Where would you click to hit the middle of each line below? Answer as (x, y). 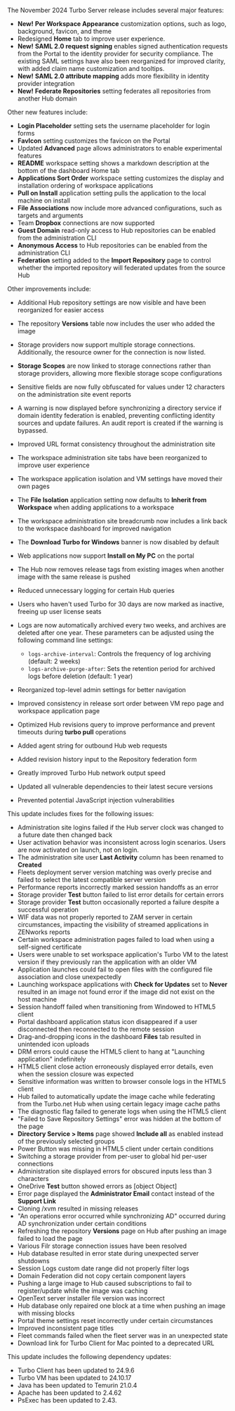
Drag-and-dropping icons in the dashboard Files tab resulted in (109, 1036)
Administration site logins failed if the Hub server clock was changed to (121, 827)
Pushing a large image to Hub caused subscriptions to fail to (105, 1283)
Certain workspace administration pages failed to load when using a (116, 939)
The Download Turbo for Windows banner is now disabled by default (118, 542)
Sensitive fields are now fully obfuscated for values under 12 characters (121, 387)
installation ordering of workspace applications (85, 185)
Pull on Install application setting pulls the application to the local (112, 193)
